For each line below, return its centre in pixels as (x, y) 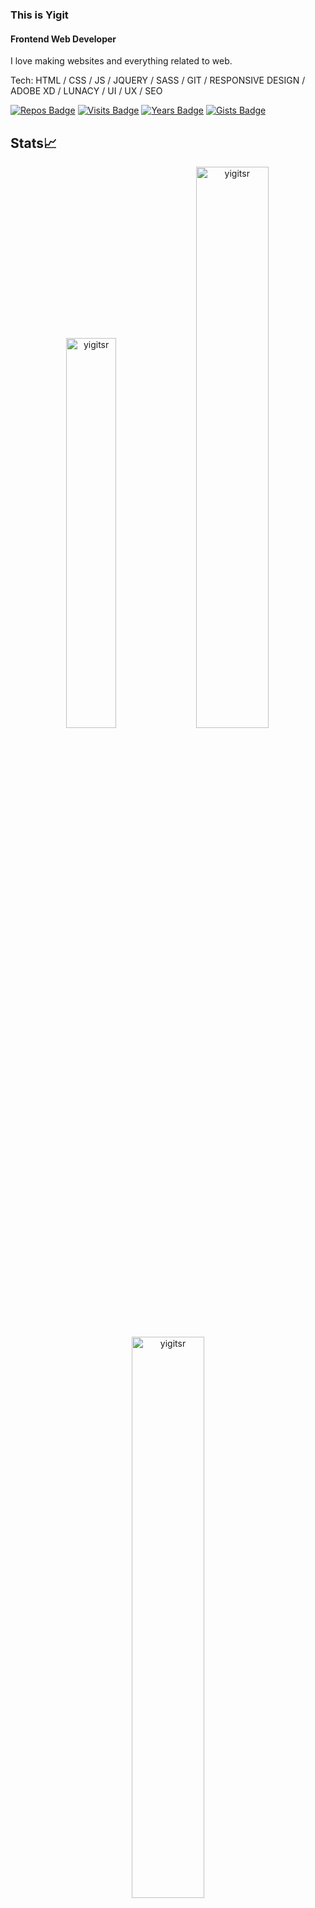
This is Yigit (39, 15)
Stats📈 (34, 143)
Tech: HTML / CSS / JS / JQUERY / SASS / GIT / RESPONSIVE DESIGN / (158, 80)
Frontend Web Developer (63, 39)
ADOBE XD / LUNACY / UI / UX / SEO (86, 91)
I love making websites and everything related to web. (121, 61)
